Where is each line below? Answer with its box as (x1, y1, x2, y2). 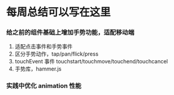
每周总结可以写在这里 (6, 5, 111, 19)
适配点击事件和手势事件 (14, 43, 73, 50)
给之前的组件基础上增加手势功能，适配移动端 (6, 28, 135, 36)
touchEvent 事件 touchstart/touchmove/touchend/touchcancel (14, 58, 168, 65)
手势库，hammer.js (14, 65, 61, 72)
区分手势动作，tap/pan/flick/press (14, 50, 99, 57)
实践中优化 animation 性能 (6, 82, 82, 90)
